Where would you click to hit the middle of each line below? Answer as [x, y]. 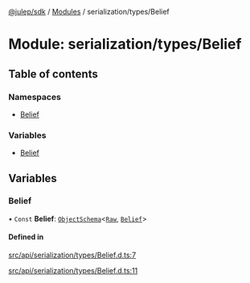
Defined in [26, 237]
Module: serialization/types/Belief [125, 44]
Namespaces [35, 97]
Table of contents [53, 74]
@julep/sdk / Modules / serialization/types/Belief [89, 12]
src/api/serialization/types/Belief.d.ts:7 [72, 255]
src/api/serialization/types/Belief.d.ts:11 [73, 271]
